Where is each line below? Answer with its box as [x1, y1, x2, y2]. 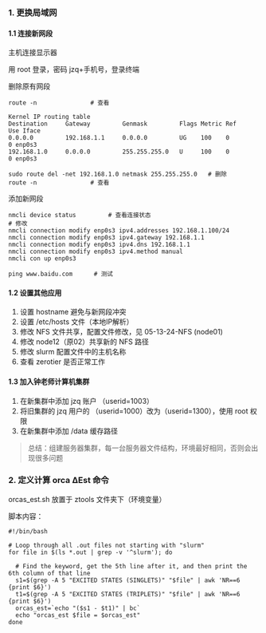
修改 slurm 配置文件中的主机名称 [19, 347, 127, 357]
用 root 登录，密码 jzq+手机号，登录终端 [8, 65, 139, 74]
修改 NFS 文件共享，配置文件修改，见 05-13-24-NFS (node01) [19, 327, 223, 337]
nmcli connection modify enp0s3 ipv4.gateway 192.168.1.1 [8, 234, 205, 242]
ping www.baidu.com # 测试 [8, 270, 113, 279]
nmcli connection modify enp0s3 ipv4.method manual [8, 247, 183, 256]
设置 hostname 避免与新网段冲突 [19, 307, 127, 317]
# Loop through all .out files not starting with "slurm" [8, 541, 205, 549]
